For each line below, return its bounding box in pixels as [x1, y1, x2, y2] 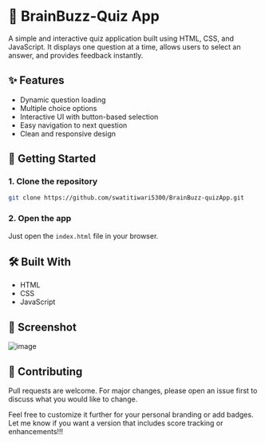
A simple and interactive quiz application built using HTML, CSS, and [8, 34, 234, 43]
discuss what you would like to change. [8, 394, 138, 404]
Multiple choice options [19, 103, 97, 113]
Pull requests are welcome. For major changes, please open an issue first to [8, 386, 258, 396]
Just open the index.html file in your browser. [8, 231, 159, 240]
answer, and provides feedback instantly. [8, 50, 144, 60]
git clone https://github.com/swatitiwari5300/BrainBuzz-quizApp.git [8, 194, 245, 202]
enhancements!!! [8, 427, 64, 437]
